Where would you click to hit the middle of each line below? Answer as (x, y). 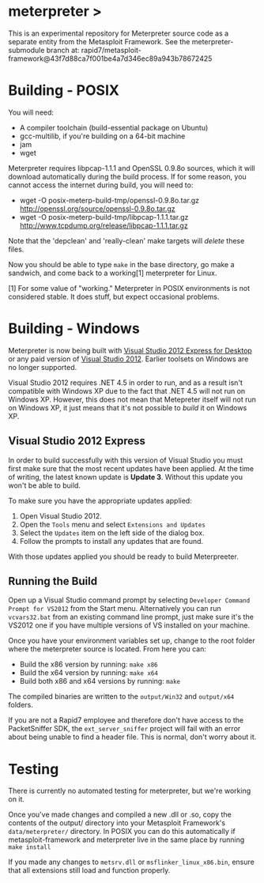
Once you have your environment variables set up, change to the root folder (132, 641)
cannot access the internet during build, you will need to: (101, 185)
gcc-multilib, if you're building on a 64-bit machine (102, 136)
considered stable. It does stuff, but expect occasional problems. (114, 296)
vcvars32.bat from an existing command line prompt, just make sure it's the (131, 617)
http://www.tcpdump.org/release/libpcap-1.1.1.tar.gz (104, 225)
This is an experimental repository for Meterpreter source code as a (119, 33)
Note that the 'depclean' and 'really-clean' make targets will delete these (126, 240)
